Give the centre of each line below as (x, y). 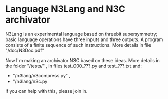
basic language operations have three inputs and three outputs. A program (84, 39)
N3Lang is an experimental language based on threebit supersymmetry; (81, 34)
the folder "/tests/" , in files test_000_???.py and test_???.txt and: (74, 66)
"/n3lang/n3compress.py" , (42, 75)
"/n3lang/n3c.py (30, 81)
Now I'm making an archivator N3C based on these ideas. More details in (83, 60)
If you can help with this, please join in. (46, 91)
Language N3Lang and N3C (66, 9)
